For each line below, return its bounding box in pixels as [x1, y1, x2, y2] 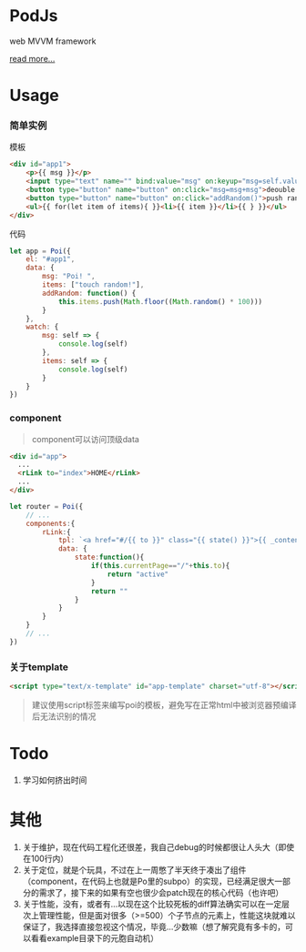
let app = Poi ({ [9, 247, 71, 256]
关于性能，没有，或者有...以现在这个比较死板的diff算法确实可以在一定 [22, 898, 282, 909]
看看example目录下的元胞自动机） [30, 932, 159, 943]
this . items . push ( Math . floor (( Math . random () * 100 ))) [57, 297, 262, 306]
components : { [25, 519, 76, 528]
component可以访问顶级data [31, 433, 139, 444]
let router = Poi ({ [9, 501, 84, 511]
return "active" [107, 570, 169, 579]
